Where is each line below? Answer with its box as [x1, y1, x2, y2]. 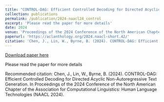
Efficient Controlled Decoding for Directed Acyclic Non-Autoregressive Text [5, 76, 157, 82]
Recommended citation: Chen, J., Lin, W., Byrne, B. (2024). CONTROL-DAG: [5, 71, 158, 77]
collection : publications [5, 12, 58, 17]
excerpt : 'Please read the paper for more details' [5, 20, 112, 26]
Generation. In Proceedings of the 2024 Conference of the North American [5, 81, 156, 87]
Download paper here [5, 52, 49, 58]
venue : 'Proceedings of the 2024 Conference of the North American [5, 30, 145, 34]
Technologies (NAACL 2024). [5, 91, 64, 97]
